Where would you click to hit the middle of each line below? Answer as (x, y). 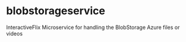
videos (14, 33)
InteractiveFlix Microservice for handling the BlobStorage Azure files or (93, 27)
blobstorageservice (56, 11)
